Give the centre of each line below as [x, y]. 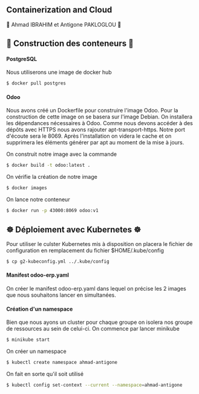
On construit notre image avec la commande [61, 154]
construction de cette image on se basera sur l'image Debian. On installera [99, 117]
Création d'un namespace [40, 309]
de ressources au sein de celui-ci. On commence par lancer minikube [93, 329]
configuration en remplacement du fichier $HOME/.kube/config [85, 250]
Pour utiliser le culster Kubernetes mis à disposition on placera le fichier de [99, 244]
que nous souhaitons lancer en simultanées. [61, 295]
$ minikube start [28, 340]
